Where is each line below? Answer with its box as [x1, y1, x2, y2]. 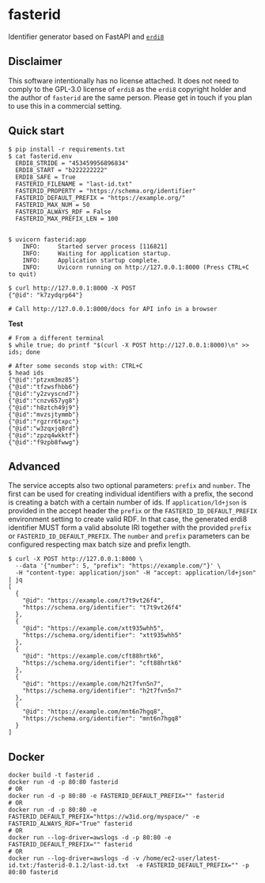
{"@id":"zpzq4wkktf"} [8, 431, 80, 440]
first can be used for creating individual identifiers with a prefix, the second [8, 489, 254, 499]
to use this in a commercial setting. [8, 101, 123, 110]
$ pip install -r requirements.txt [8, 145, 126, 153]
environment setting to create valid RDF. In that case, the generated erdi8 [8, 514, 248, 524]
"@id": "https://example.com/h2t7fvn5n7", [22, 680, 165, 688]
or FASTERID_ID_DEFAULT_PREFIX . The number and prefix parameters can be [8, 532, 250, 541]
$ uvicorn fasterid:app [8, 236, 87, 244]
